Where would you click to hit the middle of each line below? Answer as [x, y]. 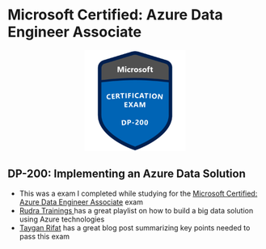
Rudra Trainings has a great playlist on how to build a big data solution [136, 210]
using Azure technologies [62, 219]
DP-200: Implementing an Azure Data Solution [127, 174]
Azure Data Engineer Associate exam [81, 202]
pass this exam [44, 236]
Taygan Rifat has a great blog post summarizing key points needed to [135, 227]
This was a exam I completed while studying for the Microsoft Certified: [138, 193]
